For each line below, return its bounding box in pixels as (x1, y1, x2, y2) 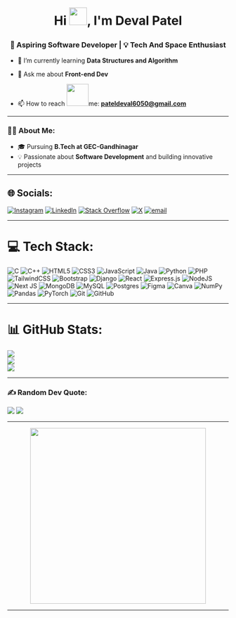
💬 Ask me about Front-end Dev (17, 70, 109, 78)
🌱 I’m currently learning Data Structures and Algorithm (17, 56, 178, 65)
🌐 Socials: (7, 187, 53, 200)
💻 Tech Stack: (7, 238, 94, 255)
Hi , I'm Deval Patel (53, 13, 183, 29)
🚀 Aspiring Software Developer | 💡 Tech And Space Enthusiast (10, 40, 226, 50)
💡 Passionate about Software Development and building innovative (17, 152, 213, 161)
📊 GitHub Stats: (7, 321, 103, 337)
